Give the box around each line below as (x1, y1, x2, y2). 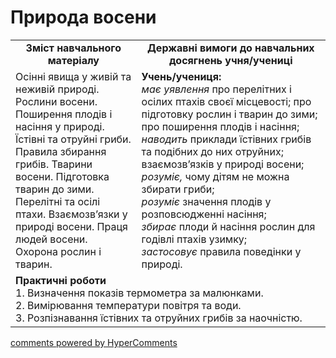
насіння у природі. (15, 119, 105, 133)
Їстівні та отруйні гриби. (15, 132, 132, 146)
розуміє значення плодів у (141, 194, 272, 208)
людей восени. (15, 232, 88, 246)
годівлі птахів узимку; (141, 232, 248, 246)
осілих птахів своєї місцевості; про (141, 94, 312, 108)
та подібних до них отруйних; (141, 144, 284, 158)
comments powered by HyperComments (10, 336, 178, 348)
